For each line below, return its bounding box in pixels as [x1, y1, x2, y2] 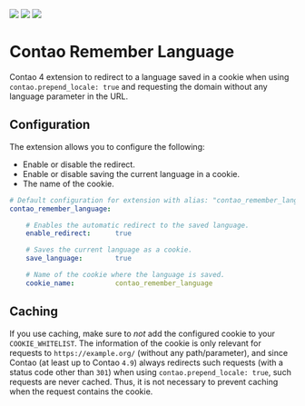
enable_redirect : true [25, 229, 132, 238]
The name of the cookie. [22, 178, 115, 189]
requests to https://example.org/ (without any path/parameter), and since [9, 347, 289, 358]
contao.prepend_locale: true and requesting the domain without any [9, 81, 268, 92]
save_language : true [25, 254, 132, 263]
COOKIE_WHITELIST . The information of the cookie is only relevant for [9, 337, 261, 349]
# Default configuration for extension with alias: [9, 195, 209, 204]
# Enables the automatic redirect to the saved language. [25, 221, 250, 230]
